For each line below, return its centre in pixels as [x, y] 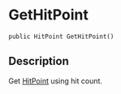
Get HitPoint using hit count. [56, 81]
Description [39, 61]
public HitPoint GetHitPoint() [61, 36]
